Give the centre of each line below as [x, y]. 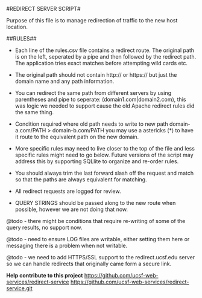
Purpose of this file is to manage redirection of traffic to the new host [92, 20]
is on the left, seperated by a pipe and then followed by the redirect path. [106, 57]
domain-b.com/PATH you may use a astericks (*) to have [123, 130]
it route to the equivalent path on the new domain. [77, 137]
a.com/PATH [30, 130]
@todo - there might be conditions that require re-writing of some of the [96, 221]
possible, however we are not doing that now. [71, 209]
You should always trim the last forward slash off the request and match [104, 173]
